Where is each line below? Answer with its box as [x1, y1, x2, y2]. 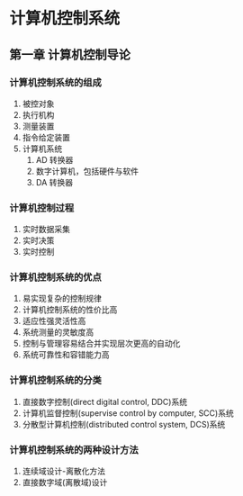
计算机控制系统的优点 [9, 271, 102, 284]
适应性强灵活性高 [22, 316, 86, 327]
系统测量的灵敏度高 [22, 327, 94, 338]
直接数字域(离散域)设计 [22, 477, 108, 488]
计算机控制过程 [9, 202, 75, 214]
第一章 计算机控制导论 [9, 47, 130, 62]
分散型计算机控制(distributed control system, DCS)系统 [22, 419, 226, 429]
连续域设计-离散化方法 [22, 465, 106, 477]
